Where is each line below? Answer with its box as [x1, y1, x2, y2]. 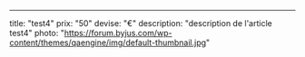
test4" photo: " [9, 28, 65, 38]
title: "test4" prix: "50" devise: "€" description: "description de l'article [9, 18, 272, 28]
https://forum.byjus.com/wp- [64, 28, 172, 38]
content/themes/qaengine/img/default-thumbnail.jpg [9, 37, 207, 48]
